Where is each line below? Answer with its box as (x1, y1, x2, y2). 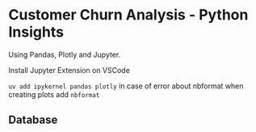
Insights (8, 23, 65, 41)
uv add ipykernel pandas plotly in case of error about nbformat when (8, 81, 244, 91)
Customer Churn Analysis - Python (8, 6, 249, 24)
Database (8, 113, 58, 127)
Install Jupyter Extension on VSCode (8, 65, 131, 75)
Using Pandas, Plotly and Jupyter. (8, 49, 121, 59)
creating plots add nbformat (8, 89, 100, 99)
